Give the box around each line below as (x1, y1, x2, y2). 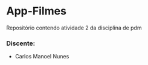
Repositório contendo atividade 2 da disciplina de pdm (6, 24, 142, 31)
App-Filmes (6, 4, 66, 18)
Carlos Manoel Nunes (14, 53, 69, 60)
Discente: (6, 39, 36, 48)
